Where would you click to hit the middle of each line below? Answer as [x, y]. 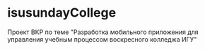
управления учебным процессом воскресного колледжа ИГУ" [102, 39]
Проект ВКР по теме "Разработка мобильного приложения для [103, 32]
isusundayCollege [62, 13]
